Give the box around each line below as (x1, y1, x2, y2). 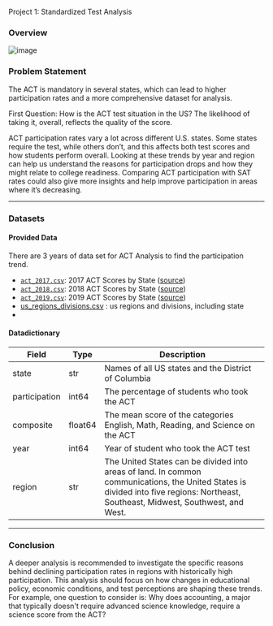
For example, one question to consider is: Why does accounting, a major (8, 593, 251, 602)
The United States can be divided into (104, 455, 249, 467)
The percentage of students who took (104, 386, 249, 397)
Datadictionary (8, 328, 61, 338)
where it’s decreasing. (8, 184, 83, 194)
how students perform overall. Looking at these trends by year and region (8, 150, 255, 160)
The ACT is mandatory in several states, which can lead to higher (8, 84, 227, 94)
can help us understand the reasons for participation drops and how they (8, 158, 253, 169)
